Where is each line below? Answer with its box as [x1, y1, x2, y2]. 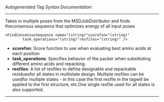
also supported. [12, 87, 44, 92]
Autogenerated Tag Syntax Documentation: [5, 4, 93, 10]
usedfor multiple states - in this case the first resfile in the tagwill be [12, 76, 149, 82]
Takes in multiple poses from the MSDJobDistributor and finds [5, 18, 130, 24]
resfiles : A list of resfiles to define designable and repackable [12, 66, 137, 72]
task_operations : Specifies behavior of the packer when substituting [12, 56, 151, 61]
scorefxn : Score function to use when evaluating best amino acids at [12, 46, 151, 51]
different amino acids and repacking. [12, 61, 86, 67]
